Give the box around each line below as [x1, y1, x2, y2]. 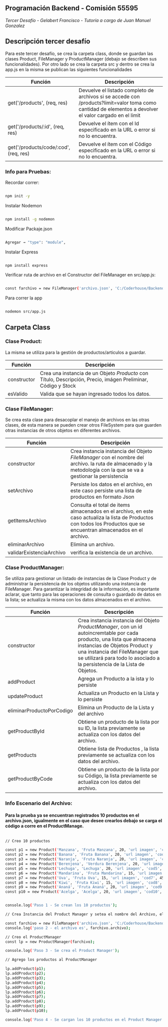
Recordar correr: [5, 179, 39, 185]
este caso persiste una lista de [70, 487, 142, 494]
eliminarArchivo [7, 541, 44, 548]
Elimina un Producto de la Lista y [77, 704, 154, 711]
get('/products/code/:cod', [7, 144, 70, 151]
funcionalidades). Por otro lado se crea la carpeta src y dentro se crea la [5, 61, 154, 67]
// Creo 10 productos [5, 838, 50, 843]
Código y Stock [39, 382, 76, 389]
